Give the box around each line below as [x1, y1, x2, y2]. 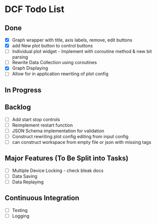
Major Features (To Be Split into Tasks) [5, 154, 129, 162]
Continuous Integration [5, 194, 79, 202]
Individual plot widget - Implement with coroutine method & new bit [12, 48, 152, 54]
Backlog [5, 103, 31, 111]
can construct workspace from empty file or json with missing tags [12, 139, 151, 145]
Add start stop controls [12, 116, 60, 122]
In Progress [5, 86, 41, 94]
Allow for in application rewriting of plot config [12, 71, 109, 77]
